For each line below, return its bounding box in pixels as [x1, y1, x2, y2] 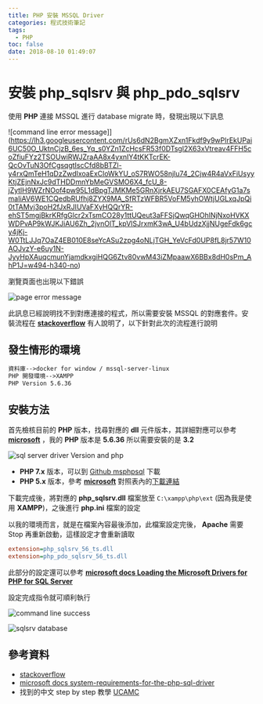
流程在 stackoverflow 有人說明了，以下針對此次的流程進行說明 [14, 318, 218, 328]
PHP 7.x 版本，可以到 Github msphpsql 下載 [19, 467, 160, 477]
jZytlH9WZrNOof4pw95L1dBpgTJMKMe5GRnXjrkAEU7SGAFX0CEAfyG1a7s [8, 185, 250, 194]
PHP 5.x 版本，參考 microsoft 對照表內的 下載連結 [19, 477, 180, 486]
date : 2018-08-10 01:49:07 [8, 48, 96, 56]
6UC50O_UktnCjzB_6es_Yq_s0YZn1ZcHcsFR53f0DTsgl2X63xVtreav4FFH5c [8, 143, 252, 153]
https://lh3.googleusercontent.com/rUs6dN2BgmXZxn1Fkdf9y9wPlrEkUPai [10, 135, 253, 145]
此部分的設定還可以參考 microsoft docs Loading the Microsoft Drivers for [8, 568, 248, 577]
